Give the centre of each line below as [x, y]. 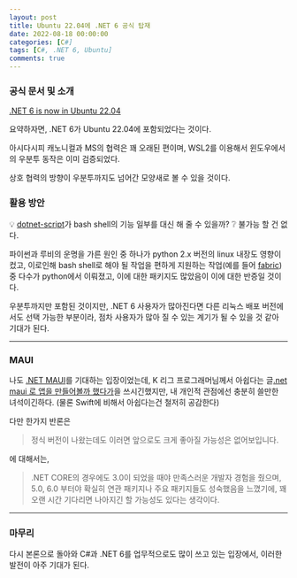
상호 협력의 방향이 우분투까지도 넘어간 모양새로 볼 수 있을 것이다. [120, 178]
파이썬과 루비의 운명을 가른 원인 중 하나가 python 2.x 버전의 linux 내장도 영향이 [145, 254]
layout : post [33, 17]
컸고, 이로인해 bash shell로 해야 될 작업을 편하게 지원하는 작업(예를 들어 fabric [145, 265]
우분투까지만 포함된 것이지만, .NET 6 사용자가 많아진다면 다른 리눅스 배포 [135, 305]
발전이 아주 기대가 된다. [49, 565]
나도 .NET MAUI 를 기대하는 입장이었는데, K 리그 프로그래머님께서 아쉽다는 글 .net [148, 380]
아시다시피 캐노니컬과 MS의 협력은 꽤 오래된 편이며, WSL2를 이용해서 [129, 148]
